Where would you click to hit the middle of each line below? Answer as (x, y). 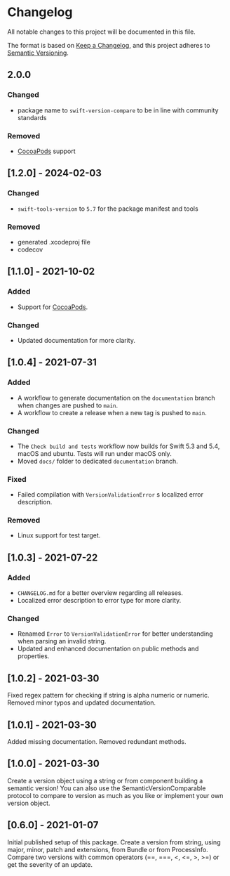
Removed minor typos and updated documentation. (82, 702)
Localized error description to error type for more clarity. (99, 601)
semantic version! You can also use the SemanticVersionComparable (107, 788)
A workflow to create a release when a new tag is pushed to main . (112, 412)
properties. (33, 656)
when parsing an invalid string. (62, 641)
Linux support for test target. (59, 535)
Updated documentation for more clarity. (76, 340)
